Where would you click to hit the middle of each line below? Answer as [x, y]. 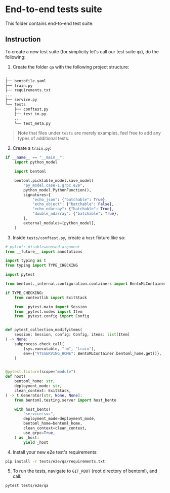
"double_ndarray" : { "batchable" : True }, [75, 214]
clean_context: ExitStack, [43, 390]
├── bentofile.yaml [26, 81]
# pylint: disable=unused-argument [43, 247]
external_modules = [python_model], [60, 223]
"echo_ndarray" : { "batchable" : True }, [73, 209]
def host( [16, 377]
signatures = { [37, 195]
